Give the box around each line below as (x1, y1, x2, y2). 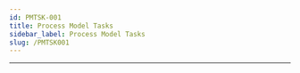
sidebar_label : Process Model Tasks (9, 29, 146, 38)
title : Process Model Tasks (9, 21, 114, 30)
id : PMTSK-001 (9, 12, 62, 22)
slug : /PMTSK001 (9, 37, 70, 47)
